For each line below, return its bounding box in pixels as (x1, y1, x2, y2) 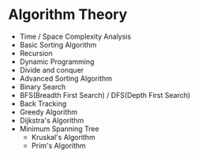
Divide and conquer (19, 65, 84, 74)
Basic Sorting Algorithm (19, 39, 97, 49)
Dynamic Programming (19, 57, 95, 66)
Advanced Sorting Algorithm (19, 73, 113, 83)
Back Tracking (19, 99, 67, 108)
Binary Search (19, 81, 66, 92)
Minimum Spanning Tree (19, 124, 100, 134)
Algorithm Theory (8, 6, 128, 24)
